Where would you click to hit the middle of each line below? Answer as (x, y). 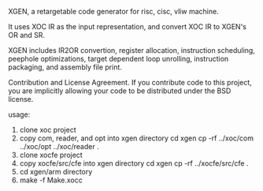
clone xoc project (48, 130)
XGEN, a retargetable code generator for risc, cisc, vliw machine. (113, 11)
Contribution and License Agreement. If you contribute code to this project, (130, 82)
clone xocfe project (51, 155)
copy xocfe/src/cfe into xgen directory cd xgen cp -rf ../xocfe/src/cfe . (134, 163)
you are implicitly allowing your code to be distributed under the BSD (120, 91)
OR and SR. (27, 35)
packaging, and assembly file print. (65, 67)
